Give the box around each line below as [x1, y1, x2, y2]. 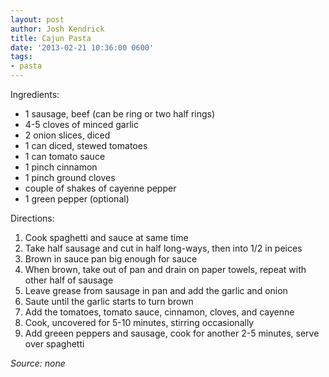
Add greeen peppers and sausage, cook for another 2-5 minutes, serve [24, 327, 320, 339]
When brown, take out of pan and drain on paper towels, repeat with [24, 264, 307, 275]
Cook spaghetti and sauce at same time [24, 232, 189, 243]
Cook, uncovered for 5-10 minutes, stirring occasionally [24, 317, 255, 328]
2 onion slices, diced [24, 129, 111, 141]
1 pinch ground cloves [24, 172, 116, 183]
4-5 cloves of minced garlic [24, 119, 139, 130]
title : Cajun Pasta [10, 33, 92, 43]
